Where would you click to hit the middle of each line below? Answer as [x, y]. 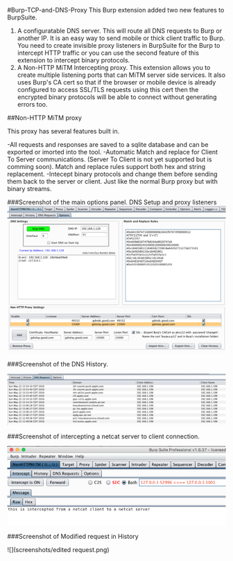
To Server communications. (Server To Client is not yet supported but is [110, 159]
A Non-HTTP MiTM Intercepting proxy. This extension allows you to [114, 68]
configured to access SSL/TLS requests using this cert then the [108, 90]
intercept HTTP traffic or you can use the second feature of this [108, 53]
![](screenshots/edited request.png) [58, 550]
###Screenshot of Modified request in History [73, 537]
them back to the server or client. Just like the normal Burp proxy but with [113, 181]
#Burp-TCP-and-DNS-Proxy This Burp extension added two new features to [116, 10]
